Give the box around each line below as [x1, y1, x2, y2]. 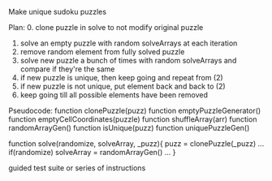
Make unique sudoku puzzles [8, 7, 107, 16]
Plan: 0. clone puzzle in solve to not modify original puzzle [8, 23, 204, 32]
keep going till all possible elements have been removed [19, 90, 209, 100]
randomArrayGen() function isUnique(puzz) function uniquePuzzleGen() [8, 123, 250, 132]
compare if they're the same [19, 64, 115, 74]
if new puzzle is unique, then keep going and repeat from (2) [19, 73, 223, 82]
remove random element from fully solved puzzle [19, 47, 185, 56]
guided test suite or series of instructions [8, 163, 146, 173]
